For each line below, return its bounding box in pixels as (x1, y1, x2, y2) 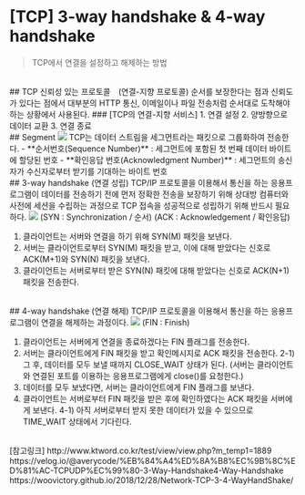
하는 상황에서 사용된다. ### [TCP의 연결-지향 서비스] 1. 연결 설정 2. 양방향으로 (9, 108, 289, 119)
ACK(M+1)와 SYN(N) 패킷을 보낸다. (22, 253, 150, 264)
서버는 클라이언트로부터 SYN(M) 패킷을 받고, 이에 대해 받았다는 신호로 (22, 242, 271, 253)
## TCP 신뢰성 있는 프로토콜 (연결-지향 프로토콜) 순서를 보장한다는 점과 (9, 86, 269, 97)
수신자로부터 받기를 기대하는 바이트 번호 (25, 166, 168, 177)
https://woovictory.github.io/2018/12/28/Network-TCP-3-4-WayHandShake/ (9, 474, 294, 485)
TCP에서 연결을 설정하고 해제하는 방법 (31, 57, 168, 67)
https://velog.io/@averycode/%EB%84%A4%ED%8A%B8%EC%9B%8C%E (9, 455, 296, 466)
